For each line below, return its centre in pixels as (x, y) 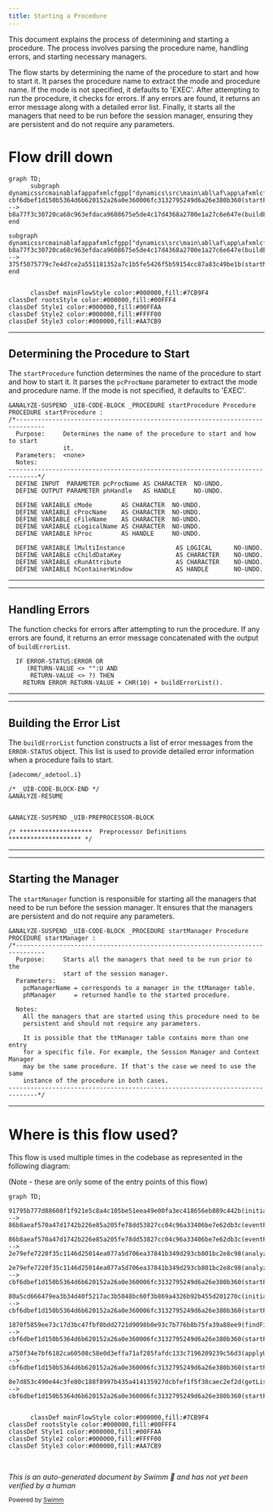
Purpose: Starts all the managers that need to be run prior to (134, 959)
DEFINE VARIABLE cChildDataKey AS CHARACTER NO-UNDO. (140, 555)
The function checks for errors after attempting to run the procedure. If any (134, 629)
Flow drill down (61, 157)
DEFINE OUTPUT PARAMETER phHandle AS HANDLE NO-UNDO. (119, 491)
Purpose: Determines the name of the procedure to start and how (136, 434)
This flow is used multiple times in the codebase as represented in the (126, 1157)
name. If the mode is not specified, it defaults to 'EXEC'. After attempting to (134, 90)
